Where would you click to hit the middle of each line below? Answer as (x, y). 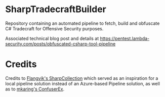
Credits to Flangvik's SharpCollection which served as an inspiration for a (82, 78)
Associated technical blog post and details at (52, 38)
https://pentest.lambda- (125, 38)
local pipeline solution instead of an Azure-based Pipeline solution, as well (83, 83)
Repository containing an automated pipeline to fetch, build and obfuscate (82, 23)
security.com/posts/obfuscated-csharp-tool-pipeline (60, 43)
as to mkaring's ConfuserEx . (35, 89)
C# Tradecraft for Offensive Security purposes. (54, 28)
